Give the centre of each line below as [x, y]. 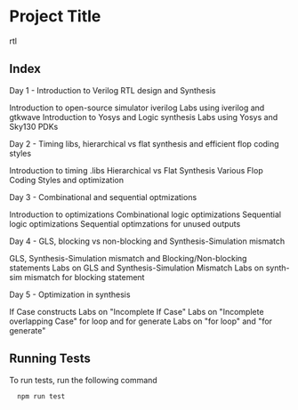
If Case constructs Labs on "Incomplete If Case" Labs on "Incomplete [137, 311]
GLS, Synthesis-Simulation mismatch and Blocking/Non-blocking [128, 258]
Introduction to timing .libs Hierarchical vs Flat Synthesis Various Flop [137, 170]
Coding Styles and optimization [67, 180]
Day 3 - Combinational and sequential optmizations [103, 197]
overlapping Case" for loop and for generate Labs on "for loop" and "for [141, 321]
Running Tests [50, 359]
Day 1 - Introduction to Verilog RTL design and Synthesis [113, 90]
